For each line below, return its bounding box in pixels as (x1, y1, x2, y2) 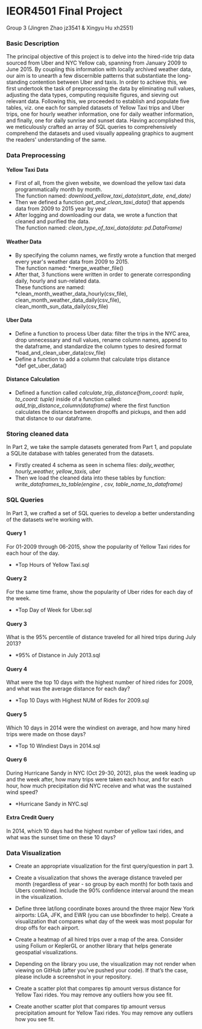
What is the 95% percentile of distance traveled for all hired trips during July (6, 634, 197, 641)
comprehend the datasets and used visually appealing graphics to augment (6, 130, 194, 137)
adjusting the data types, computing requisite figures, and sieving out (6, 92, 179, 99)
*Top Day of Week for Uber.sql (14, 606, 92, 613)
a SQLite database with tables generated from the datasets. (6, 450, 154, 457)
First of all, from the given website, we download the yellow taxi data (14, 180, 186, 187)
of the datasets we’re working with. (6, 516, 93, 523)
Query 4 (6, 665, 28, 672)
